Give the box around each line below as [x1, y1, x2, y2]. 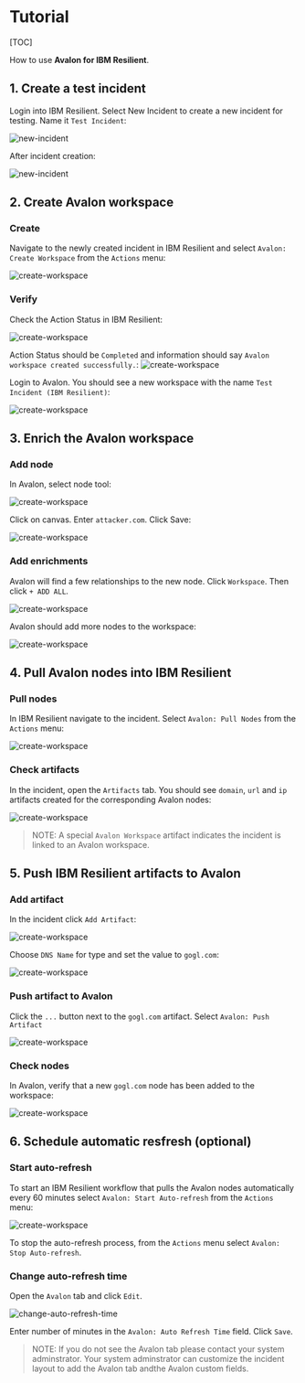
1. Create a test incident [9, 80, 146, 97]
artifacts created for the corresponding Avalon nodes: [9, 794, 212, 805]
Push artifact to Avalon [9, 990, 113, 1002]
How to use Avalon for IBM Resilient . [9, 54, 150, 65]
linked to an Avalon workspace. [31, 839, 151, 850]
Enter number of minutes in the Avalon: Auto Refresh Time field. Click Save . [9, 1325, 294, 1336]
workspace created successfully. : [9, 359, 139, 370]
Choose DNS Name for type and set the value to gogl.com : [9, 949, 219, 960]
